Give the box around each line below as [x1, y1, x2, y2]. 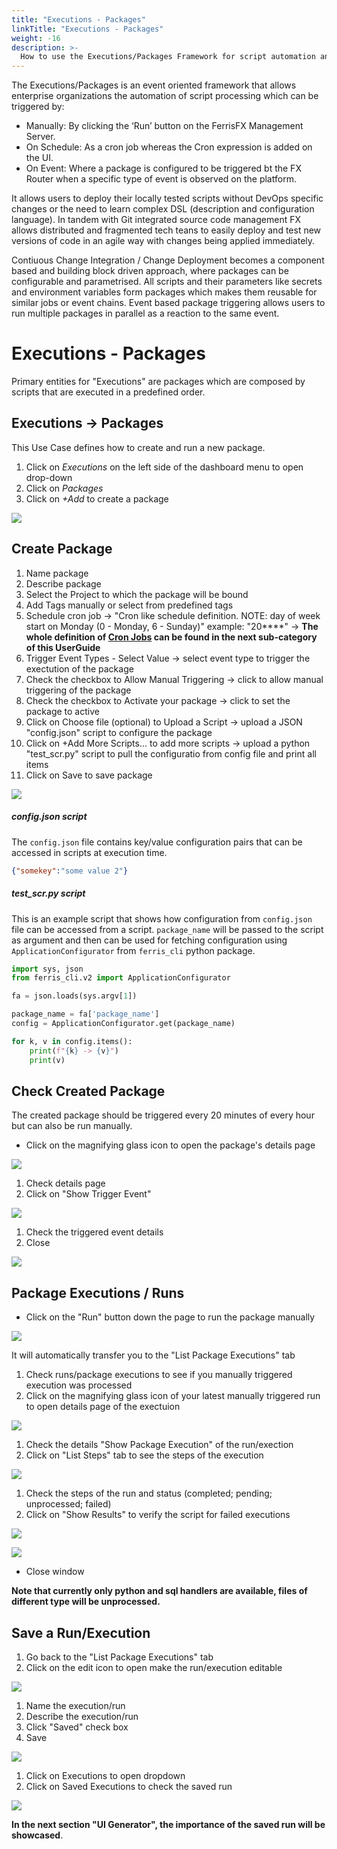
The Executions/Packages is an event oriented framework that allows [11, 79, 297, 91]
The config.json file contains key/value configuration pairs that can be [11, 836, 303, 848]
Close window [25, 1566, 85, 1578]
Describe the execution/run [25, 1710, 139, 1722]
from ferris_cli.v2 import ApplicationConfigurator [11, 973, 231, 983]
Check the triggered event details [25, 1226, 164, 1238]
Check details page [25, 1177, 106, 1190]
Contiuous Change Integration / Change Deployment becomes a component [11, 254, 325, 266]
